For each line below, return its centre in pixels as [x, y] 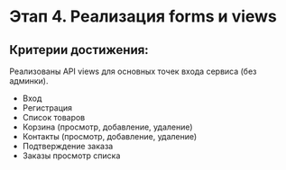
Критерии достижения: [79, 50]
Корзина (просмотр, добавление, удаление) [107, 127]
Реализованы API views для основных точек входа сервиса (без [133, 71]
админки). [29, 81]
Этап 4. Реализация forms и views [143, 17]
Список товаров [54, 117]
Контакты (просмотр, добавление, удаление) [110, 136]
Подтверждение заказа [68, 146]
